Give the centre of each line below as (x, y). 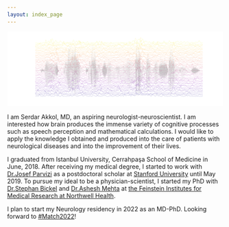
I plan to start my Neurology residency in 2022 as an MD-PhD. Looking (107, 209)
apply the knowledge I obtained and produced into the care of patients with (113, 139)
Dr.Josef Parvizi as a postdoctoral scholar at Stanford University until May (111, 174)
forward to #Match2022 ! (42, 217)
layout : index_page (35, 14)
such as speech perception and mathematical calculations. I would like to (110, 132)
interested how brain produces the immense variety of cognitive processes (113, 124)
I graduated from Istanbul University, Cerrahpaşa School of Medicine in (108, 159)
